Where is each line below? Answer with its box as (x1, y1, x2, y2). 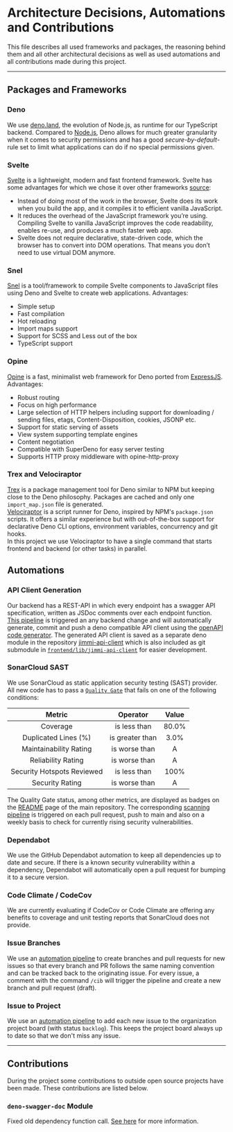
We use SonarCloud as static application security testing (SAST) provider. (7, 679, 218, 687)
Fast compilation (17, 310, 64, 318)
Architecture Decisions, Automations (7, 5, 226, 21)
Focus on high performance (17, 401, 97, 409)
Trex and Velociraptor (7, 469, 82, 479)
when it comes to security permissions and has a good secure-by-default (7, 135, 217, 144)
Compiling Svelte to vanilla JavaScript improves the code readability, (17, 219, 214, 227)
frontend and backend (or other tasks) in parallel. (7, 544, 148, 553)
